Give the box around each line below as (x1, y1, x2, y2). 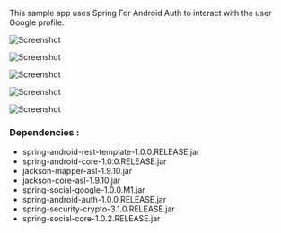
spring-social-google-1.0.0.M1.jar (22, 185, 145, 195)
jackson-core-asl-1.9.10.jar (22, 175, 121, 186)
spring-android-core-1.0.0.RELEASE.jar (22, 156, 167, 167)
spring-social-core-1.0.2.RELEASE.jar (22, 213, 161, 224)
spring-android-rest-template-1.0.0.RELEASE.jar (22, 147, 200, 158)
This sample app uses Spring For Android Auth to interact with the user (9, 8, 272, 18)
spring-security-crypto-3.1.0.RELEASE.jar (22, 203, 175, 214)
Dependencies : (9, 125, 80, 138)
